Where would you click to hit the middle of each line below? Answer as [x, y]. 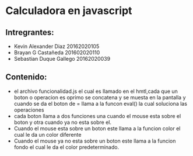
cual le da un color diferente [48, 134]
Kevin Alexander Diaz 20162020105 [57, 46]
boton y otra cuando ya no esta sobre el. [63, 122]
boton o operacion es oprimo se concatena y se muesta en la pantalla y [100, 97]
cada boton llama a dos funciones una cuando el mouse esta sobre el [97, 116]
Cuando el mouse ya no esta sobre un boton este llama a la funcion [95, 141]
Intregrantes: [30, 32]
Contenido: [26, 77]
